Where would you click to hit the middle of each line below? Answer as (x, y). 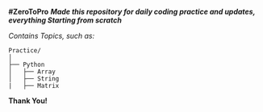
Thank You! (28, 101)
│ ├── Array (32, 72)
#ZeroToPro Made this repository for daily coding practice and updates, (132, 12)
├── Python (27, 64)
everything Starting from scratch (65, 20)
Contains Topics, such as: (52, 36)
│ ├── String (34, 79)
